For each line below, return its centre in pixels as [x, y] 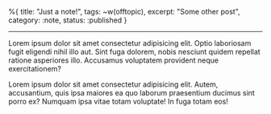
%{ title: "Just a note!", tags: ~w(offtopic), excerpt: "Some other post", [124, 12]
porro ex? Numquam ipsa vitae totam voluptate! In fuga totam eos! [118, 101]
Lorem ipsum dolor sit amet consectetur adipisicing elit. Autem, [113, 84]
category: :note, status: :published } [68, 20]
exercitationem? [35, 69]
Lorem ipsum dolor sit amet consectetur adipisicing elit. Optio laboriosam [130, 43]
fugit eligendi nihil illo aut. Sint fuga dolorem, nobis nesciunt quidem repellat [134, 52]
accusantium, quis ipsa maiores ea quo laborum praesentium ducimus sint [132, 93]
